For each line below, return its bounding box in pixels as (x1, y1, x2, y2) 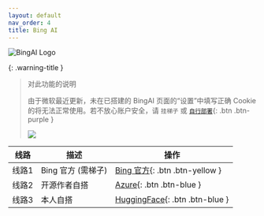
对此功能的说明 (27, 80, 76, 89)
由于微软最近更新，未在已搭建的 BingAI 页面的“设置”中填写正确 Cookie (27, 96, 257, 106)
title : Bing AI (8, 26, 58, 34)
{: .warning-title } (8, 63, 64, 73)
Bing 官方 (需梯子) (40, 165, 108, 176)
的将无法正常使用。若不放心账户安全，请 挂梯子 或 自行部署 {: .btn (27, 106, 232, 115)
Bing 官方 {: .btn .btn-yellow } (115, 165, 222, 176)
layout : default (8, 11, 61, 20)
